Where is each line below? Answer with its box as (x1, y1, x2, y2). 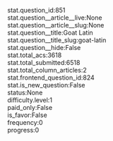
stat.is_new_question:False (7, 81, 85, 89)
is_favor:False (7, 111, 47, 119)
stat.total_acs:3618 (7, 51, 62, 59)
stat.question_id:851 (7, 6, 66, 14)
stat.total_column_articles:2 (7, 66, 87, 74)
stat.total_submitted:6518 (7, 59, 81, 66)
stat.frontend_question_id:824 (7, 73, 95, 82)
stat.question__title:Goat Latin (7, 28, 93, 37)
